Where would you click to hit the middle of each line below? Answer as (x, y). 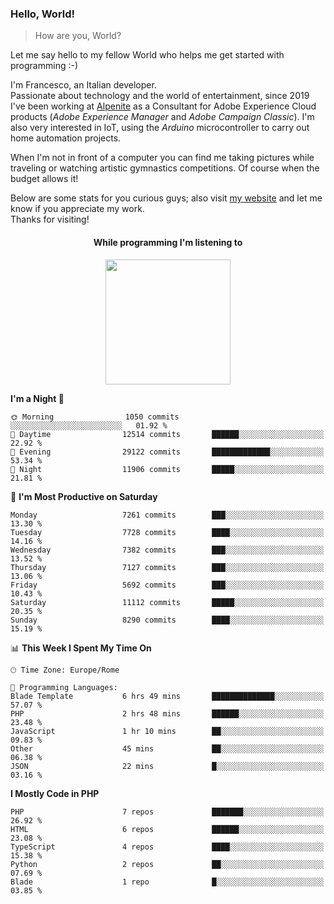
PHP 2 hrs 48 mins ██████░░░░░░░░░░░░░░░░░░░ (167, 713)
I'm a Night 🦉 (37, 398)
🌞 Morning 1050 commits (95, 417)
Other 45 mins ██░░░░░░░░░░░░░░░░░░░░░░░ (167, 748)
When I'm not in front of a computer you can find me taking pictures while (162, 158)
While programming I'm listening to (168, 242)
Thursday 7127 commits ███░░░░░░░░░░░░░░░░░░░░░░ (167, 567)
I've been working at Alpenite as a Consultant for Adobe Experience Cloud (163, 106)
